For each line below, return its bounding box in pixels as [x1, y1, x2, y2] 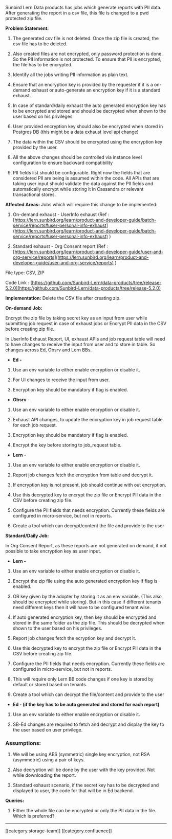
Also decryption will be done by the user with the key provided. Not [12, 766, 155, 773]
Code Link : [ [5, 280, 32, 285]
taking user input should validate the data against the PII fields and [12, 181, 154, 187]
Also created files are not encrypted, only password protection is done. [12, 51, 163, 57]
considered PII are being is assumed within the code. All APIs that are [12, 175, 160, 181]
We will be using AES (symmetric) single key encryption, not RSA [12, 751, 150, 758]
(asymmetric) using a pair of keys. [12, 757, 85, 763]
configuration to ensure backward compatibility [12, 159, 113, 166]
